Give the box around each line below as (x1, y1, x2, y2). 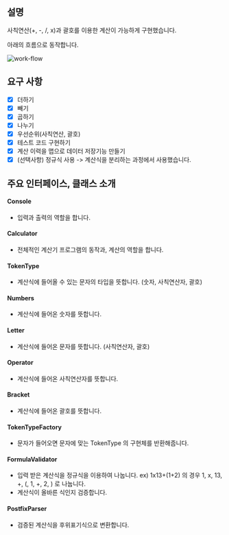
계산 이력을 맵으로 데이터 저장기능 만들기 (16, 147, 125, 155)
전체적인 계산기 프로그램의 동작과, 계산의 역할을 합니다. (16, 246, 164, 254)
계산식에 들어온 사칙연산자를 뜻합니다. (16, 374, 119, 383)
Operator (7, 359, 34, 367)
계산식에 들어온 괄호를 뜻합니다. (16, 407, 101, 415)
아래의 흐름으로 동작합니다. (7, 40, 79, 49)
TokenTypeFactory (7, 423, 62, 431)
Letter (7, 326, 25, 334)
